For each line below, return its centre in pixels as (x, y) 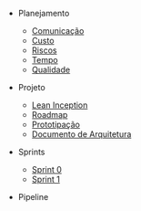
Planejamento (44, 13)
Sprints (31, 152)
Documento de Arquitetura (81, 134)
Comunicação (58, 31)
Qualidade (51, 69)
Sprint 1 (46, 179)
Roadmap (50, 115)
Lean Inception (60, 105)
